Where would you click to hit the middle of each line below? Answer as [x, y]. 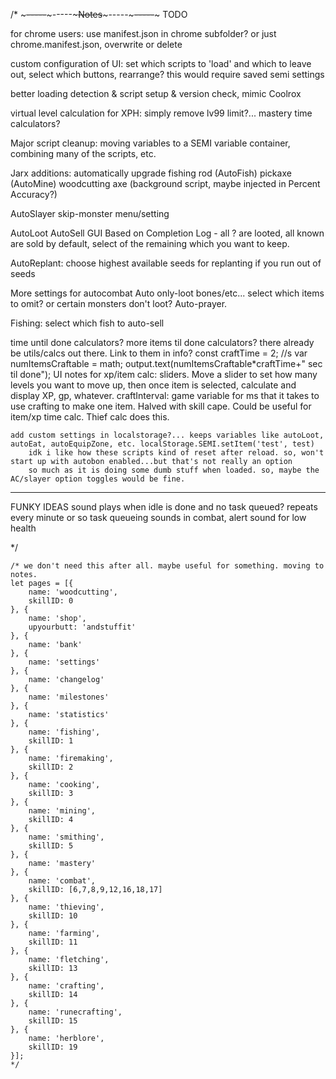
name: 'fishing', [64, 732]
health [23, 528]
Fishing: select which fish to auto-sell [87, 323]
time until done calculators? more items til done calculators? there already [162, 342]
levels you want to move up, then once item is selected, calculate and [153, 385]
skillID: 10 [53, 916]
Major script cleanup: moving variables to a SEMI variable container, [150, 143]
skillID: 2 [51, 767]
